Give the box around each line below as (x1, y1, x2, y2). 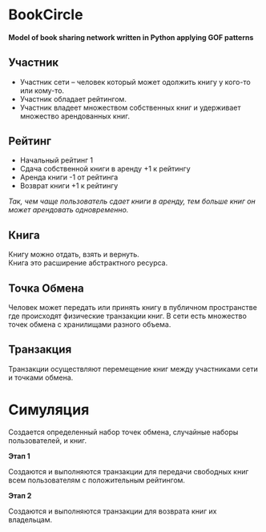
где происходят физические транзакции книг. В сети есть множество (8, 311, 247, 321)
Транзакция (8, 343, 72, 357)
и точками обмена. (8, 373, 74, 382)
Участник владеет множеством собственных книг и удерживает (19, 103, 242, 112)
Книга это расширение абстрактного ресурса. (8, 258, 168, 268)
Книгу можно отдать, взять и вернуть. (8, 250, 140, 260)
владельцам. (8, 514, 53, 524)
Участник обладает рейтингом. (19, 94, 127, 103)
